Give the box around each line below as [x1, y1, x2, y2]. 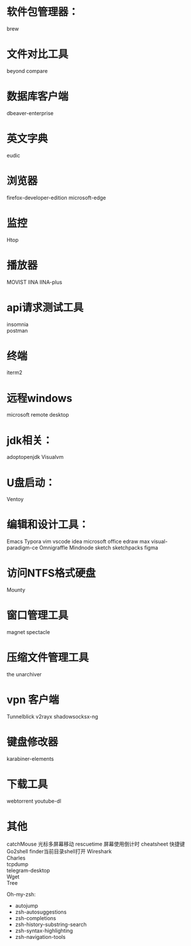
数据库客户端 [6, 90, 69, 103]
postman [6, 327, 28, 334]
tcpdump [6, 860, 29, 867]
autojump [15, 902, 39, 909]
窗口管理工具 [6, 609, 69, 622]
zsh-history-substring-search [15, 921, 87, 928]
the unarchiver [6, 671, 42, 677]
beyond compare [6, 67, 48, 74]
